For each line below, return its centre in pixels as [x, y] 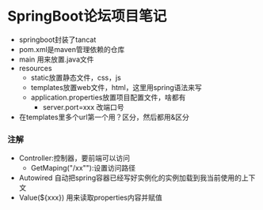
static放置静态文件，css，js [76, 77]
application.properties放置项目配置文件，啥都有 [108, 97]
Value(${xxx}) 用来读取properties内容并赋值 [91, 197]
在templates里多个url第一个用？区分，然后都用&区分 [104, 117]
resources [35, 68]
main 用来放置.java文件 [56, 59]
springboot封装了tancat [57, 39]
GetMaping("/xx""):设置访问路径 [83, 168]
